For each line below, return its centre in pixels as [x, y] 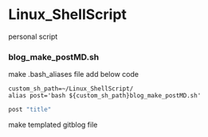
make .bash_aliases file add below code [74, 74]
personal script [33, 36]
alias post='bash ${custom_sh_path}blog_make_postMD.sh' [105, 96]
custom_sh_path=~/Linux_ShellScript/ [71, 89]
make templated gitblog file [53, 125]
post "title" [30, 110]
